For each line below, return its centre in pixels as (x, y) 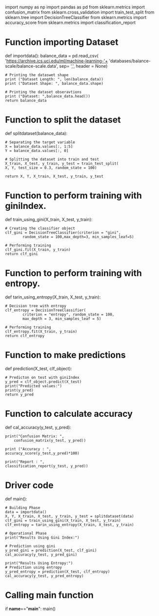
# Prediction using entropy (34, 567)
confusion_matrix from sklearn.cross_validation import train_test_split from (80, 12)
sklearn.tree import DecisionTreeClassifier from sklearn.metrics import (76, 17)
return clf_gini (21, 254)
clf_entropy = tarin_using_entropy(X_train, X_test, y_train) (70, 525)
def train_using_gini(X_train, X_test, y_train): (49, 219)
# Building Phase (23, 508)
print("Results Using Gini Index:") (42, 538)
